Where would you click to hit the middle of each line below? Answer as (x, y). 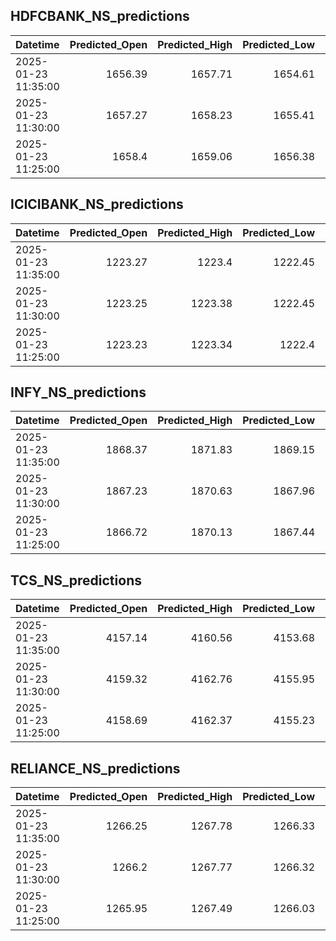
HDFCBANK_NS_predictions (100, 16)
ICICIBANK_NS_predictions (97, 204)
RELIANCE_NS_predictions (95, 768)
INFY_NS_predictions (78, 392)
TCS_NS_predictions (76, 580)
